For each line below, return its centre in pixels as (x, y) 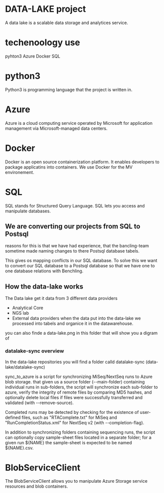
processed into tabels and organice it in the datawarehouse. (73, 323)
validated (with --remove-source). (39, 403)
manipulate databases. (28, 211)
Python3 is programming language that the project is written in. (69, 89)
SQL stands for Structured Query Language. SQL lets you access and (75, 205)
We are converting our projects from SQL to (73, 226)
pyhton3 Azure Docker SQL (33, 56)
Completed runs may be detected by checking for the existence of (72, 412)
